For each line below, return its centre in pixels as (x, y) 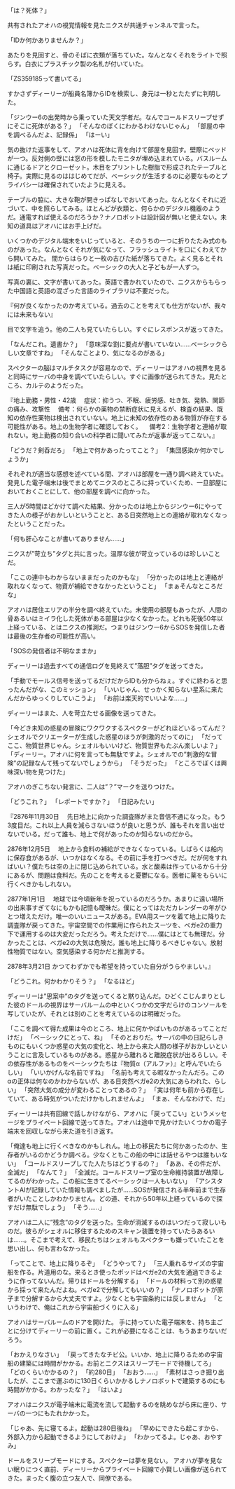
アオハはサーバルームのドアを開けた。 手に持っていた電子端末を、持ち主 (112, 1322)
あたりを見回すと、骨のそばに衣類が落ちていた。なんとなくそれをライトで (114, 55)
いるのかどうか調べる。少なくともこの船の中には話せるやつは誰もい (123, 1155)
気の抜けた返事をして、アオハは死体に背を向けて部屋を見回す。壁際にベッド (117, 150)
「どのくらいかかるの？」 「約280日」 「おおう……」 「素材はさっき (107, 1372)
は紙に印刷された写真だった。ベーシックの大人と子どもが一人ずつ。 (105, 267)
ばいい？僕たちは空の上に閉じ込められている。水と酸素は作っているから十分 (117, 866)
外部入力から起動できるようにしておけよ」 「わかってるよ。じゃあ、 (106, 1437)
